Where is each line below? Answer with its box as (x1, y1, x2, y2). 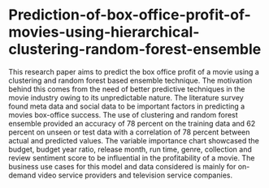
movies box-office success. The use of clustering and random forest (8, 109, 238, 119)
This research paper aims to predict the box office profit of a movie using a (8, 66, 260, 76)
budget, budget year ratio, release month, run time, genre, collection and (8, 144, 252, 154)
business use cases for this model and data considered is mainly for (8, 161, 236, 171)
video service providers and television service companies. (37, 170, 233, 180)
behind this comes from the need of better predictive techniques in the (8, 83, 245, 94)
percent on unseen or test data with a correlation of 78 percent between (8, 127, 250, 137)
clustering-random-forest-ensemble (8, 41, 262, 58)
